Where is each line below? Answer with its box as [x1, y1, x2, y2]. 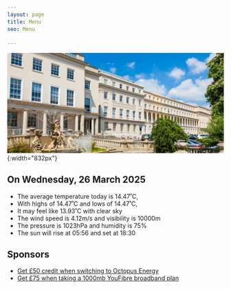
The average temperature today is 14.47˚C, [16, 192, 139, 200]
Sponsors [7, 248, 49, 260]
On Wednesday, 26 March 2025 [7, 174, 146, 186]
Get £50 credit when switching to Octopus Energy [16, 267, 159, 275]
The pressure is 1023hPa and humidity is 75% [16, 221, 147, 230]
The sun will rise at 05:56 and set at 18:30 [16, 228, 136, 237]
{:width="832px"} [7, 153, 58, 162]
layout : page [7, 11, 45, 18]
